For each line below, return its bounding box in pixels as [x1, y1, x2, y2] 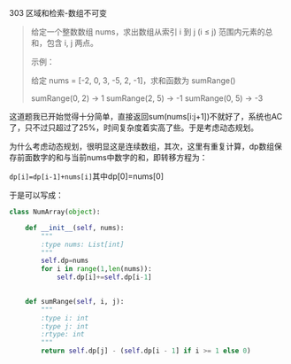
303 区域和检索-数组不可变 [9, 8, 108, 18]
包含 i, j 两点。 [46, 38, 99, 48]
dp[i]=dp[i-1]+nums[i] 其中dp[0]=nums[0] [9, 171, 165, 182]
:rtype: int [41, 330, 86, 339]
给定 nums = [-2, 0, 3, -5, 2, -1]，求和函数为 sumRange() [30, 75, 236, 86]
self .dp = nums [41, 256, 89, 266]
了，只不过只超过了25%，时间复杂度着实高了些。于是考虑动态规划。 [9, 122, 259, 133]
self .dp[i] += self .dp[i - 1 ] [56, 273, 152, 282]
